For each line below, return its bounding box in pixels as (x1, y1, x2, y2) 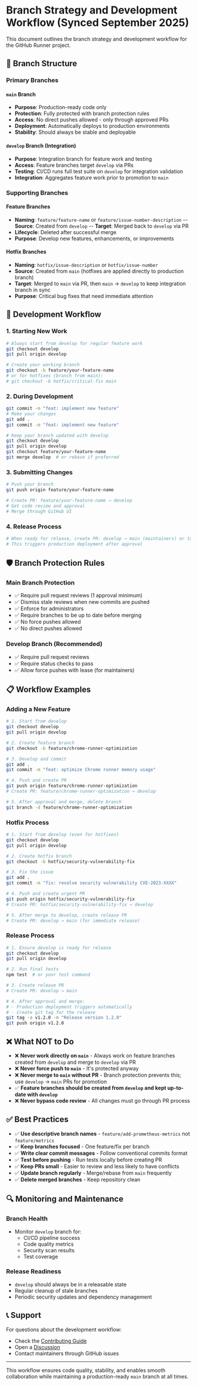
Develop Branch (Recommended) (6, 640, 103, 648)
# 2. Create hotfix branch (6, 853, 72, 859)
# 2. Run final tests (6, 966, 59, 972)
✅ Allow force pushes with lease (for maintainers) (14, 667, 135, 674)
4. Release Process (6, 522, 62, 530)
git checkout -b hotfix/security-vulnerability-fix (6, 858, 135, 864)
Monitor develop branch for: (14, 1228, 82, 1235)
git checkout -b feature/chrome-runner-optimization (6, 745, 138, 751)
